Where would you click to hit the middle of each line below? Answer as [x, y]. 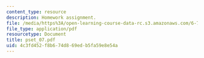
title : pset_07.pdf [31, 40]
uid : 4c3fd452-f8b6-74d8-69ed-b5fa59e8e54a [62, 46]
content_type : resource [36, 12]
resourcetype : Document [36, 34]
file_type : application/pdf [42, 29]
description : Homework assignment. [51, 18]
